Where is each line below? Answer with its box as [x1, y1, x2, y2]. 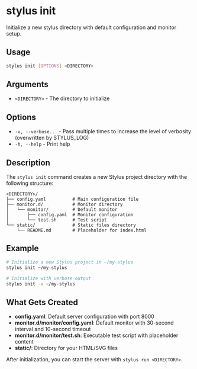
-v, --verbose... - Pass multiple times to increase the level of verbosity [14, 128, 191, 135]
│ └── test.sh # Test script [6, 217, 108, 223]
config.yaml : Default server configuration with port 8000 [14, 313, 155, 320]
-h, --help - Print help [14, 140, 70, 147]
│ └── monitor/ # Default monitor [6, 207, 118, 213]
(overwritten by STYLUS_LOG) [14, 134, 89, 142]
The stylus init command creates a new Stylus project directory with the [6, 174, 188, 181]
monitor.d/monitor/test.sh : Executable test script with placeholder [14, 332, 179, 339]
